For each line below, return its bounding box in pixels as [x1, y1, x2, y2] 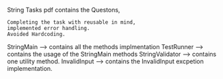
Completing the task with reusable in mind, [7, 19, 136, 26]
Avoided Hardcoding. [7, 31, 66, 37]
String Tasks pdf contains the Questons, [7, 6, 120, 14]
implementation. [7, 65, 53, 72]
